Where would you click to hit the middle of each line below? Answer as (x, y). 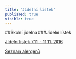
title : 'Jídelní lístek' (30, 10)
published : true (21, 14)
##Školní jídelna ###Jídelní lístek (38, 33)
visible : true (19, 19)
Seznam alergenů (23, 51)
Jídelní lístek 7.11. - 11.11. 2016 (34, 42)
